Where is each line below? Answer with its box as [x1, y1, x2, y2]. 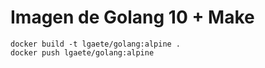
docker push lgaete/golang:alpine [10, 47, 155, 58]
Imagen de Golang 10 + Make [10, 6, 255, 29]
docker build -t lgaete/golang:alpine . [10, 39, 182, 49]
